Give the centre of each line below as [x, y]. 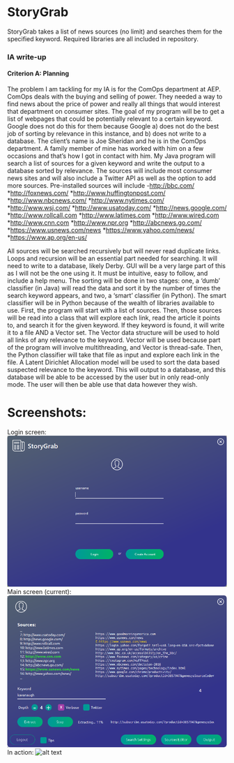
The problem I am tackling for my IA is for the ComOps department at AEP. [114, 89]
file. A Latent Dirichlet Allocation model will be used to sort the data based [114, 362]
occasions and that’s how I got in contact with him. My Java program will [111, 156]
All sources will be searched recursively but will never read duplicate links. [114, 251]
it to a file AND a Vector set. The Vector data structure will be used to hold [113, 333]
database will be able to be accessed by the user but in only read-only [108, 377]
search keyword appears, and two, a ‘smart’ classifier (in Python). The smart [117, 296]
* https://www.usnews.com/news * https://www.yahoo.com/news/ [101, 230]
